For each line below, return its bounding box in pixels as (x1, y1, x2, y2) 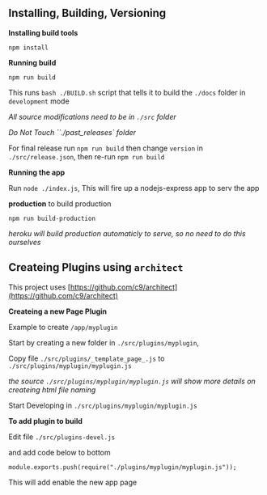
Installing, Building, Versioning (8, 6, 167, 20)
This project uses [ (8, 282, 71, 292)
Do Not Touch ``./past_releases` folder (8, 127, 136, 137)
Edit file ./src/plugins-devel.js (8, 432, 116, 442)
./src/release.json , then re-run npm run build (8, 151, 165, 161)
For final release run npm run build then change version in (8, 143, 204, 153)
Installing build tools (8, 27, 78, 37)
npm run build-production (8, 214, 95, 222)
